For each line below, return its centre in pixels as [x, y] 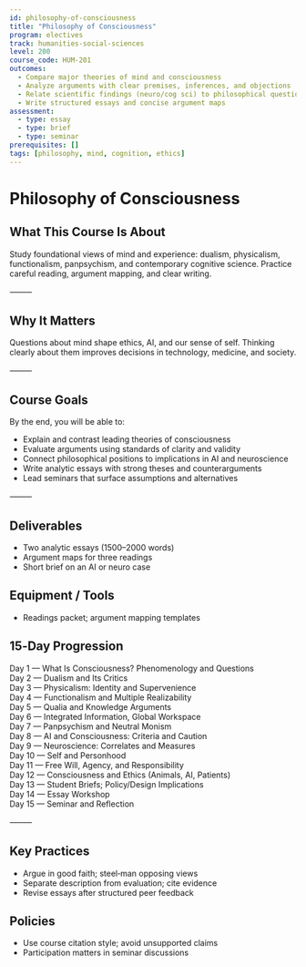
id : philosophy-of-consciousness [73, 18]
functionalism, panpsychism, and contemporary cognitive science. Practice [151, 263]
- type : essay [44, 119]
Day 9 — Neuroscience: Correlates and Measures [102, 746]
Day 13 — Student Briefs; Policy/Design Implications [107, 784]
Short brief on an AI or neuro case [87, 567]
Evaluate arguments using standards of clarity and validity [132, 449]
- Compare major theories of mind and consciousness [120, 77]
